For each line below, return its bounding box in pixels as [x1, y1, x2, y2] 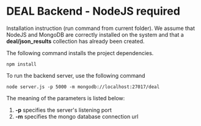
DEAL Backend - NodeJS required [6, 4, 180, 18]
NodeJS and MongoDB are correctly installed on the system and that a [6, 31, 185, 38]
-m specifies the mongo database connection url [15, 113, 139, 120]
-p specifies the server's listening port [15, 106, 112, 114]
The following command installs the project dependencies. [6, 49, 154, 56]
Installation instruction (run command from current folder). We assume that [6, 24, 196, 32]
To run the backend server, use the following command [6, 72, 145, 79]
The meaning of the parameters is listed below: [6, 94, 125, 102]
